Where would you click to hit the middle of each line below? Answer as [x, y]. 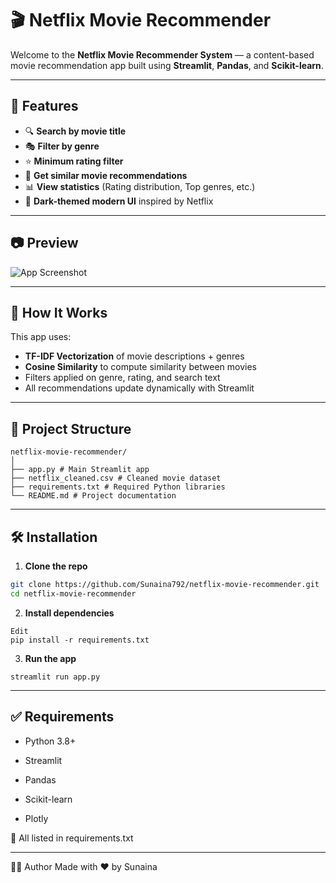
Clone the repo [56, 566]
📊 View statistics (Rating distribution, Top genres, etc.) [140, 186]
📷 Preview [44, 243]
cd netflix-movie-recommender [73, 593]
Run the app [50, 658]
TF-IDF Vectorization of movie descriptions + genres [134, 356]
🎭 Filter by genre [62, 146]
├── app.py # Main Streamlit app [80, 470]
